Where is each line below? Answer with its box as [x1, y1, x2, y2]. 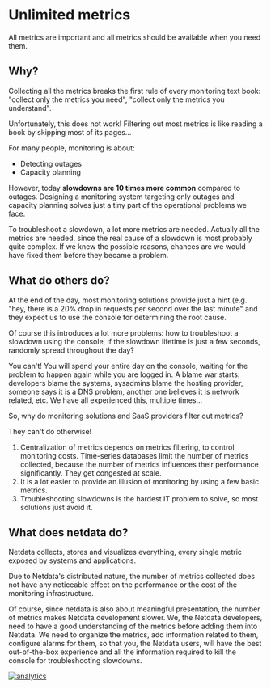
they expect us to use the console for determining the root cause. [8, 312, 227, 322]
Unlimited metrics [8, 6, 131, 24]
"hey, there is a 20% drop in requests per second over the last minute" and [8, 303, 258, 313]
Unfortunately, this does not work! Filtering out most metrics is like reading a [8, 119, 263, 129]
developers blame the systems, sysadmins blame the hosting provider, [8, 378, 243, 387]
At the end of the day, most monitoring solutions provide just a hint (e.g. [8, 295, 248, 305]
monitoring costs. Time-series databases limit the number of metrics [19, 450, 249, 460]
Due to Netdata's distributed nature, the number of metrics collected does [8, 572, 256, 581]
